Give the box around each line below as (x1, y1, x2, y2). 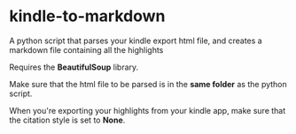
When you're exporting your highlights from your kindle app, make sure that (9, 105, 286, 115)
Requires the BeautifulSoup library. (9, 62, 139, 72)
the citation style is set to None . (9, 115, 126, 125)
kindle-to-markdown (9, 6, 166, 26)
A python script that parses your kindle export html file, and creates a (9, 35, 263, 46)
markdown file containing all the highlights (9, 44, 164, 55)
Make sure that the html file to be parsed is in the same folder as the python (9, 78, 288, 89)
